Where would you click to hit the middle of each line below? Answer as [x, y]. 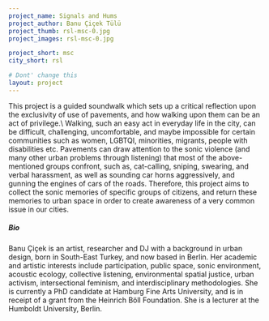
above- [231, 157]
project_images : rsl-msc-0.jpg [61, 39]
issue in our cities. [38, 209]
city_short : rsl [36, 61]
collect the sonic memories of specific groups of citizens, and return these [133, 192]
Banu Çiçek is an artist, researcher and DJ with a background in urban [126, 248]
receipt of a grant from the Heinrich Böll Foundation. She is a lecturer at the [134, 300]
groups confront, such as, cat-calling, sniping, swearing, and [147, 166]
